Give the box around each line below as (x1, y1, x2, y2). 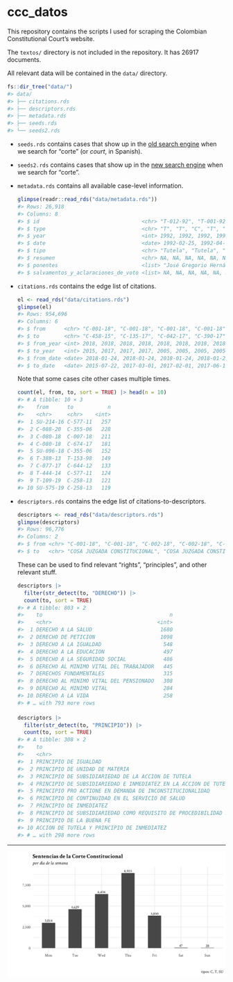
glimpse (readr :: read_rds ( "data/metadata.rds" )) (17, 196, 158, 203)
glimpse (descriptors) (17, 519, 80, 526)
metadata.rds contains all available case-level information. (17, 182, 184, 190)
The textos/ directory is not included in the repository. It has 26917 (7, 48, 199, 56)
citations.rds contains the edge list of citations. (17, 282, 157, 290)
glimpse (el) (17, 303, 52, 310)
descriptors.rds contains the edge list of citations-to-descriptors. (17, 497, 207, 505)
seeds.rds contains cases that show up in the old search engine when (17, 140, 217, 148)
